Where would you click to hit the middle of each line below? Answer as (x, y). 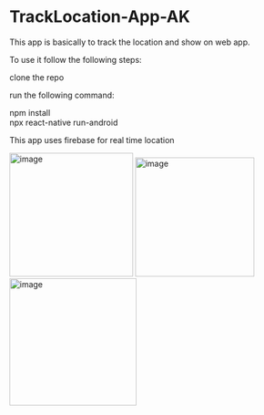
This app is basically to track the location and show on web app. (130, 42)
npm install (30, 112)
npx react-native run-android (64, 122)
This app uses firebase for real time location (92, 140)
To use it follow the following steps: (76, 59)
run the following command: (62, 95)
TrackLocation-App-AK (100, 17)
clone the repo (37, 77)
